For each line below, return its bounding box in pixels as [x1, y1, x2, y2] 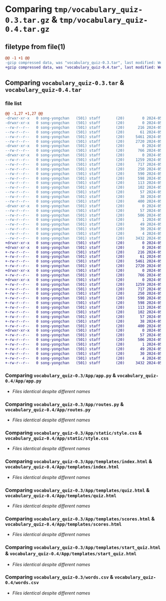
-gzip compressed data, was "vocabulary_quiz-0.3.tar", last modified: [5, 60, 156, 65]
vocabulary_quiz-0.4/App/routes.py [5, 407, 91, 412]
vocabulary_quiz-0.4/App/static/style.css [5, 435, 109, 441]
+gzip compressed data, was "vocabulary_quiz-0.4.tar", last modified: [5, 65, 156, 70]
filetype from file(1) [5, 42, 66, 51]
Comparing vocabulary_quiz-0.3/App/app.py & [5, 372, 116, 379]
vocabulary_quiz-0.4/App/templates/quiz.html [5, 493, 117, 498]
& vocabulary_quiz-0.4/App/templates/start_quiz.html [5, 550, 137, 557]
